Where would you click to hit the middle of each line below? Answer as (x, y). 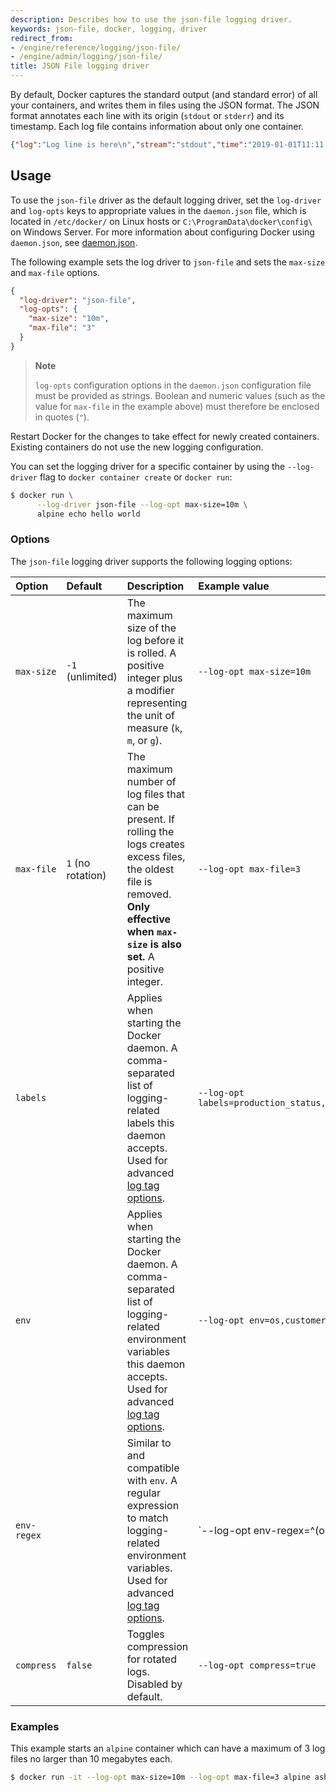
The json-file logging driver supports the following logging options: (151, 561)
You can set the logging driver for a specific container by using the (148, 466)
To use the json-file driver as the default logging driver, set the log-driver (166, 200)
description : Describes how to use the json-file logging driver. (151, 19)
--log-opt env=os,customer (262, 1320)
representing (157, 703)
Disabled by (154, 1684)
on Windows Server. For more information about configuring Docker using (162, 232)
